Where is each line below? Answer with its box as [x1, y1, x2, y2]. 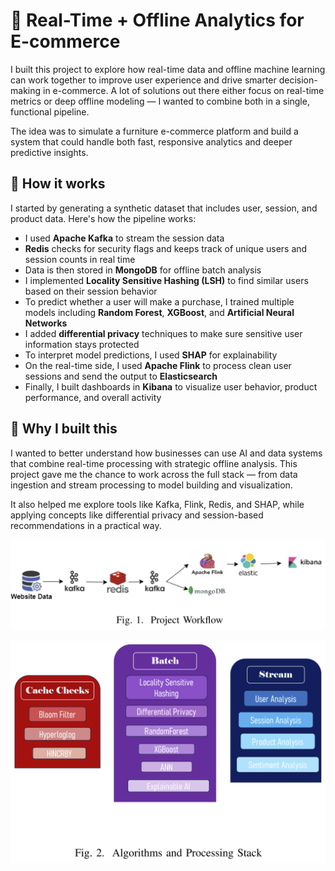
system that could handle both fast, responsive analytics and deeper [10, 135, 293, 148]
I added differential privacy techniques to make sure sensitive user [24, 327, 303, 339]
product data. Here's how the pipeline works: [10, 212, 197, 224]
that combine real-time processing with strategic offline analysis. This [10, 457, 298, 469]
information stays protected [24, 338, 140, 350]
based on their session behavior [24, 285, 158, 297]
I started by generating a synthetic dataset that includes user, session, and [10, 202, 318, 214]
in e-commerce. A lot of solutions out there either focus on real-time [42, 84, 325, 96]
